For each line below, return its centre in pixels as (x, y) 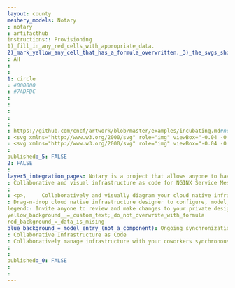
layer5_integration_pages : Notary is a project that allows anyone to (112, 176)
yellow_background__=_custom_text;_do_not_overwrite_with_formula (106, 215)
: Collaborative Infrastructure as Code (67, 235)
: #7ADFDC (22, 92)
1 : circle (22, 79)
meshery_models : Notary (42, 20)
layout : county (29, 14)
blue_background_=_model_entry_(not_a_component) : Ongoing (95, 228)
